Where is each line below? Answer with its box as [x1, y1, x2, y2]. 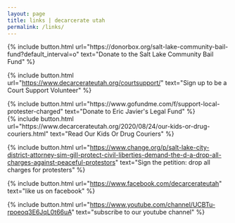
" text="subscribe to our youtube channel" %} [71, 208, 205, 217]
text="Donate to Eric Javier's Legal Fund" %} [64, 107, 196, 116]
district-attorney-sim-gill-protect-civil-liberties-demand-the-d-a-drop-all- [7, 151, 222, 159]
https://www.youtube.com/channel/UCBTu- [89, 200, 216, 209]
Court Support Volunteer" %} [7, 86, 92, 95]
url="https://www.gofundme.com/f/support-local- [75, 100, 220, 108]
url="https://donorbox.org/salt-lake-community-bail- [75, 43, 229, 51]
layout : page [7, 10, 46, 18]
